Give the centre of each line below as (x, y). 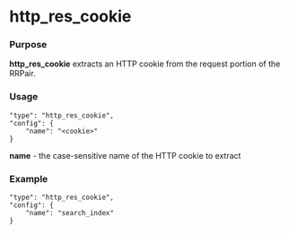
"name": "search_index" (70, 213)
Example (29, 178)
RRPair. (22, 74)
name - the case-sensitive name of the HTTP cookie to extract (125, 155)
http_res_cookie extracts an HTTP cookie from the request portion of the (145, 64)
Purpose (28, 45)
